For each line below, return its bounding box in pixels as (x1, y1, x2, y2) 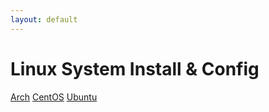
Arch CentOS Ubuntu (10, 91, 98, 103)
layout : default (10, 14, 78, 25)
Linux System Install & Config (10, 57, 260, 80)
